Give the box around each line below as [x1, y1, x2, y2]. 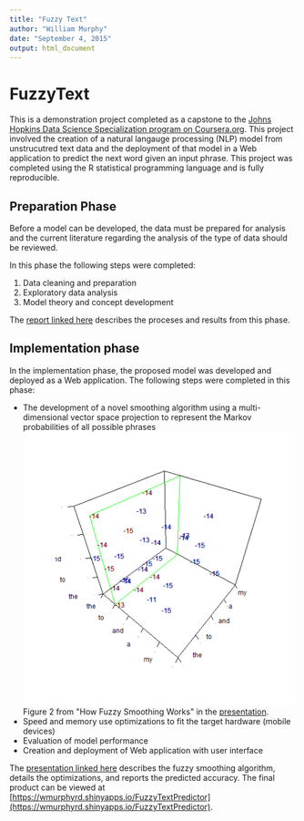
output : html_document [9, 44, 96, 53]
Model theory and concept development [22, 297, 175, 307]
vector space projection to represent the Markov [70, 411, 252, 423]
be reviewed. [9, 242, 58, 252]
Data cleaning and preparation [22, 278, 137, 288]
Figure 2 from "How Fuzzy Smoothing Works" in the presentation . [22, 706, 269, 717]
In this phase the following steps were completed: [9, 260, 196, 271]
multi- [238, 402, 261, 413]
